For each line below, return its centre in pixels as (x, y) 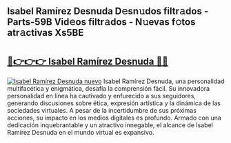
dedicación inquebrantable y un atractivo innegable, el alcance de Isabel (110, 125)
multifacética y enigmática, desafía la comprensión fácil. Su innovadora (109, 88)
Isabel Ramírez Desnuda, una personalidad (164, 81)
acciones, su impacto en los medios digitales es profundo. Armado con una (114, 118)
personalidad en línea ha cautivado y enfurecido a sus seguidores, (102, 96)
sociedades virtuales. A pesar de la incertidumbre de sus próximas (102, 110)
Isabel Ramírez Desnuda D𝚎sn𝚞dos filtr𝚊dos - (108, 11)
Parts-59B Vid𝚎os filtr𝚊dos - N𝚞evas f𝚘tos (101, 22)
